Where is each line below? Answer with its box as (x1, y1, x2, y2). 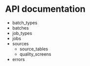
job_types (12, 30, 32, 36)
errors (12, 56, 25, 62)
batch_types (12, 20, 38, 26)
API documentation (5, 3, 86, 15)
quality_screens (19, 51, 52, 57)
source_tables (19, 46, 48, 52)
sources (12, 40, 29, 46)
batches (12, 25, 29, 31)
